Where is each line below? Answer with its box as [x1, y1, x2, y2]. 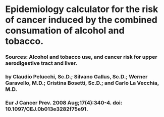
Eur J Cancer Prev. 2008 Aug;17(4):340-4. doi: [5, 99, 123, 106]
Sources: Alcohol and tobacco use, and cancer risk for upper [5, 54, 157, 61]
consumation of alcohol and [5, 25, 125, 36]
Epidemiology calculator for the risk [5, 4, 158, 15]
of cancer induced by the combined [5, 14, 158, 26]
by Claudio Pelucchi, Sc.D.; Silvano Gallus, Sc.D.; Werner [5, 73, 148, 80]
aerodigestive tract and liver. [5, 60, 77, 67]
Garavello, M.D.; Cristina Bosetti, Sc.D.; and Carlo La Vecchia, [5, 79, 159, 86]
